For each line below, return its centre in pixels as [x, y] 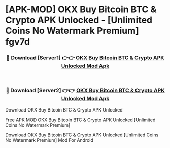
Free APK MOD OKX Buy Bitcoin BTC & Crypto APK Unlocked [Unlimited [80, 120]
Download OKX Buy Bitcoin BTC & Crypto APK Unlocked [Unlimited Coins [82, 135]
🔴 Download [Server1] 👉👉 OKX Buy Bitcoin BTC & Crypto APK [85, 58]
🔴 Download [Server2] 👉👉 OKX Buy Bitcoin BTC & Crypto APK [85, 91]
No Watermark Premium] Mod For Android [49, 140]
